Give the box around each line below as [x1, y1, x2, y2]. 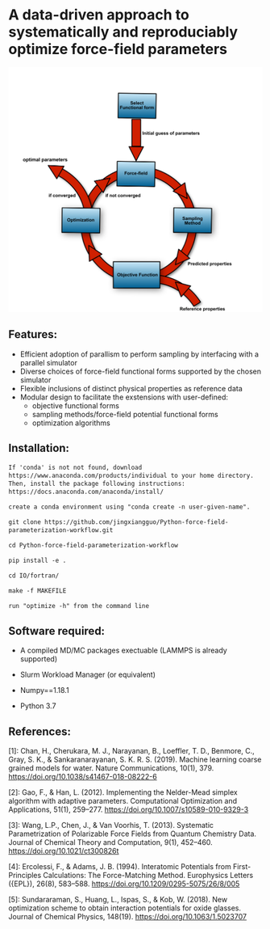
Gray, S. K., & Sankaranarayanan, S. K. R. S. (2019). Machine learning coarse [8, 754, 262, 764]
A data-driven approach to [8, 6, 189, 24]
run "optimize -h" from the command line [8, 602, 150, 610]
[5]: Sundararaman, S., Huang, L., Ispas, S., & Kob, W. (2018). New [8, 895, 228, 904]
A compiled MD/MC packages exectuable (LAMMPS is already [19, 645, 227, 656]
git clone [8, 518, 42, 526]
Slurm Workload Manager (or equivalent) [19, 669, 156, 680]
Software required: [8, 624, 106, 638]
